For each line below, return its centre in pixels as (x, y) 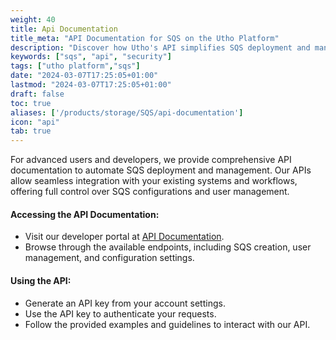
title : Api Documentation (64, 29)
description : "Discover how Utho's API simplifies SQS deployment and (160, 47)
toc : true (31, 103)
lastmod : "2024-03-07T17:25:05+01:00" (91, 85)
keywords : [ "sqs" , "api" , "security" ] (91, 57)
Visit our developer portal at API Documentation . (124, 237)
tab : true (31, 131)
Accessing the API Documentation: (85, 214)
